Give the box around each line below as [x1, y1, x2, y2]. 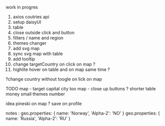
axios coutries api [12, 14, 49, 19]
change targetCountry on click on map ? [12, 62, 96, 67]
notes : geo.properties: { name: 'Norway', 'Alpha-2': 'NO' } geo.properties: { [5, 110, 161, 116]
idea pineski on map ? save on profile [5, 101, 82, 106]
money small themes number [5, 91, 65, 97]
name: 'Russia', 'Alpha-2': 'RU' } [5, 116, 71, 121]
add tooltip [12, 56, 35, 62]
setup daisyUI [12, 19, 41, 25]
